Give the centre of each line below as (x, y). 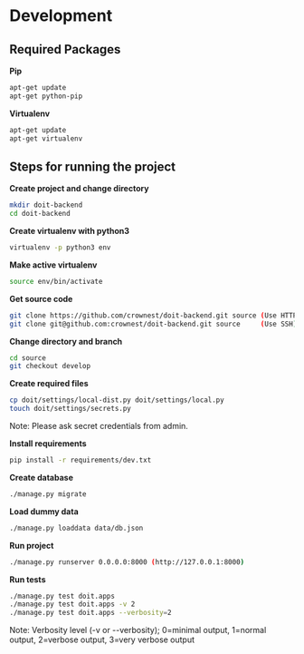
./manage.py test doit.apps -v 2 (72, 604)
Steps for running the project (93, 166)
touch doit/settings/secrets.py (70, 409)
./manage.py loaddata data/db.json (76, 528)
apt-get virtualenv (46, 138)
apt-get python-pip (46, 96)
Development (61, 16)
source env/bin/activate (56, 281)
